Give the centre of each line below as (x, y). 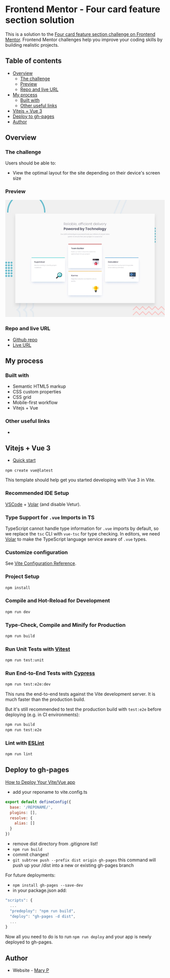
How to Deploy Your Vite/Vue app (40, 782)
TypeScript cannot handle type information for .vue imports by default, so (82, 528)
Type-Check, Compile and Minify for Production (66, 625)
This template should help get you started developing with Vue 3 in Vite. (80, 480)
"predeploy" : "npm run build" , (43, 911)
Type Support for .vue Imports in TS (50, 517)
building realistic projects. (32, 45)
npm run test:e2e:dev (28, 684)
